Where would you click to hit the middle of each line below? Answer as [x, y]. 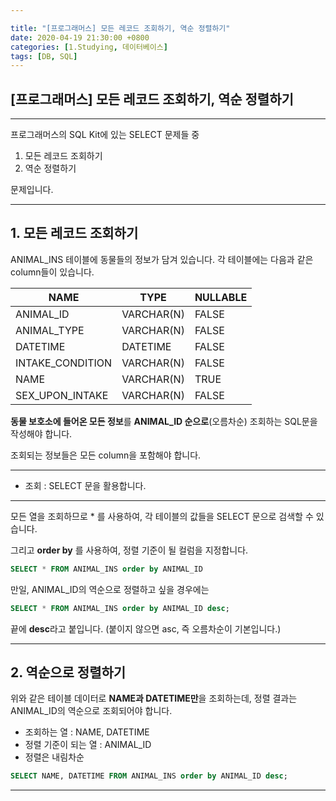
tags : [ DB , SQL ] [44, 56]
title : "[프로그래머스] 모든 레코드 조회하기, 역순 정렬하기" [120, 28]
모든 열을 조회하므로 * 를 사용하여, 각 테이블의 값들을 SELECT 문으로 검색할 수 [162, 516]
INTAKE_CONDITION [64, 363]
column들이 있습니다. [52, 272]
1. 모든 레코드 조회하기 [74, 233]
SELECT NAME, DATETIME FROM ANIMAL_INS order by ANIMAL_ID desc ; [149, 776]
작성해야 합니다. [41, 433]
